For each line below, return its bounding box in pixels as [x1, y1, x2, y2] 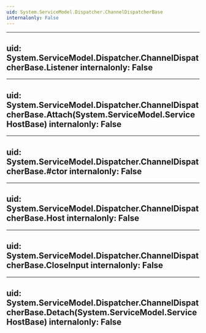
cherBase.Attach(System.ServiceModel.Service [6, 109, 195, 120]
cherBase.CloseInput [6, 260, 89, 270]
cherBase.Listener [6, 62, 78, 72]
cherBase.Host [6, 213, 66, 224]
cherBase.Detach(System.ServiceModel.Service [6, 307, 197, 318]
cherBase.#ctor [6, 166, 68, 177]
